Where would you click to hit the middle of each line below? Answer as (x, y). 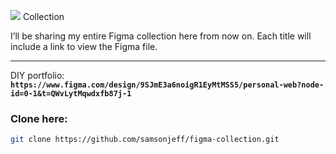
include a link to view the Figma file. (84, 46)
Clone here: (39, 118)
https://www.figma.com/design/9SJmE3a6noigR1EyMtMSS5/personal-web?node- (167, 85)
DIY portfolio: (37, 75)
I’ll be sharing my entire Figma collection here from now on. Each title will (161, 36)
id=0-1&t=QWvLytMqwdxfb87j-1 (71, 94)
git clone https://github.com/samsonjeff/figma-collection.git (145, 140)
